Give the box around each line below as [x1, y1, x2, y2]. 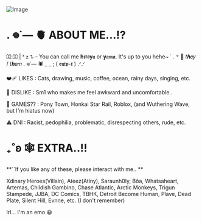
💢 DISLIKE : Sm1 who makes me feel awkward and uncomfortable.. [6, 88, 173, 96]
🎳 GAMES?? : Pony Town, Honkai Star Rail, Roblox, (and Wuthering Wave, [6, 100, 190, 108]
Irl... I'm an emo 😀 [6, 208, 53, 216]
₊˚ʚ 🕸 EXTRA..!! [6, 141, 88, 155]
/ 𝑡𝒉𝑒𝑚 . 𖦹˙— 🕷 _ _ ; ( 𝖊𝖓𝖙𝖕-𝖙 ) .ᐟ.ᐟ [6, 60, 85, 67]
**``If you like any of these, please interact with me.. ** [6, 165, 144, 173]
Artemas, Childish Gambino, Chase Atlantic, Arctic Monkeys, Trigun [6, 183, 175, 191]
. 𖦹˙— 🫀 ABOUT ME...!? [6, 28, 126, 42]
